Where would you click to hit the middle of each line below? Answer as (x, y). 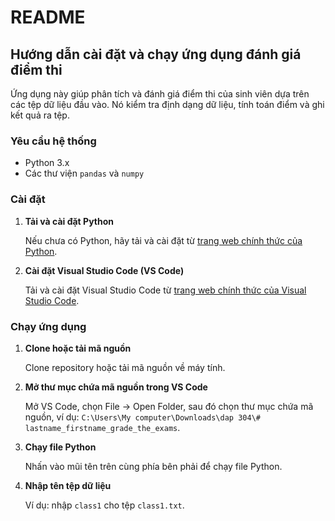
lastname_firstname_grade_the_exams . (102, 427)
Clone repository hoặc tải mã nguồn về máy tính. (125, 367)
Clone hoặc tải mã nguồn (78, 348)
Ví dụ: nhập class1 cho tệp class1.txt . (104, 505)
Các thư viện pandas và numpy (84, 173)
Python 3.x (47, 163)
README (48, 17)
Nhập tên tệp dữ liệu (68, 485)
